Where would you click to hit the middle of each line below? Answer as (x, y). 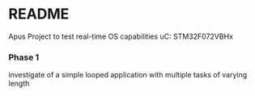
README (39, 14)
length (19, 83)
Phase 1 (24, 57)
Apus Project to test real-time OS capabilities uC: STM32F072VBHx (121, 36)
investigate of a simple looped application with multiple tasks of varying (128, 75)
